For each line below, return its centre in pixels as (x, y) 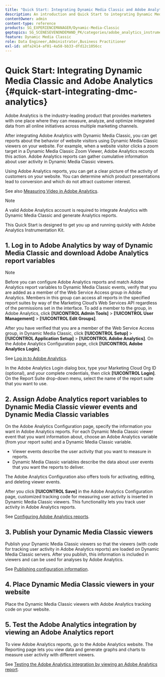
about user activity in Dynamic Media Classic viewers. (60, 161)
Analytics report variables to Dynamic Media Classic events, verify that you (81, 287)
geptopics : (16, 32)
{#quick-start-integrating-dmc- (71, 91)
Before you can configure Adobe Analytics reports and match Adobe (74, 282)
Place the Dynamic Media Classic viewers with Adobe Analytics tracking (78, 604)
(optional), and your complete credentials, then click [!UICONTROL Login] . (81, 373)
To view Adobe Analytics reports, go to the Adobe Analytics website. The (79, 644)
